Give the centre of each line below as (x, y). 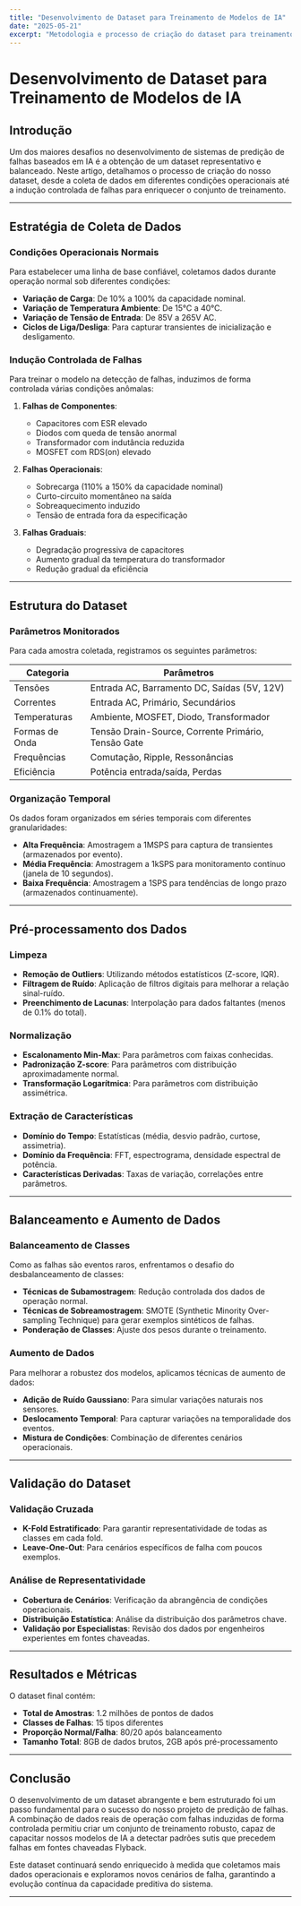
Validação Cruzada (52, 1508)
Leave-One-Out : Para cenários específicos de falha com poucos (142, 1548)
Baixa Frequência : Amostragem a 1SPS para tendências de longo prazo (154, 883)
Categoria (48, 673)
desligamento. (48, 337)
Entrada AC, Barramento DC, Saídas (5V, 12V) (187, 688)
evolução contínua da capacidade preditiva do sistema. (111, 1884)
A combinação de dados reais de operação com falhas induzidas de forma (147, 1819)
